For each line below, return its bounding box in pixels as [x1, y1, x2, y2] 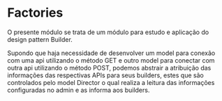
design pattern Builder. [7, 35, 73, 43]
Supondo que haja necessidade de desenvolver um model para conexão [7, 49, 216, 57]
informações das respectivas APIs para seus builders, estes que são [7, 71, 204, 79]
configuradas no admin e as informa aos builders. [7, 86, 150, 94]
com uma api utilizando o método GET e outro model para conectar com [7, 56, 215, 64]
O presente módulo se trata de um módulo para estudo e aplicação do [7, 28, 209, 36]
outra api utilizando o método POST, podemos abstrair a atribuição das [7, 63, 212, 72]
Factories [7, 5, 64, 21]
